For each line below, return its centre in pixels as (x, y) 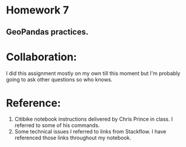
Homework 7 (37, 10)
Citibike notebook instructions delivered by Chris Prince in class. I (94, 119)
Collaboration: (42, 57)
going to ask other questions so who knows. (59, 79)
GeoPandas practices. (47, 32)
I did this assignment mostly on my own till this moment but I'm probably (93, 73)
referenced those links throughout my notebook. (73, 138)
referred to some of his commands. (57, 125)
